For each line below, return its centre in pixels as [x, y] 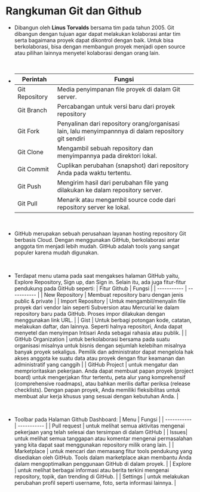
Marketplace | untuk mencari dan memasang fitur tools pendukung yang [103, 451]
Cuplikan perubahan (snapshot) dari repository [123, 165]
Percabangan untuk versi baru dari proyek [116, 106]
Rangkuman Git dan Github [74, 11]
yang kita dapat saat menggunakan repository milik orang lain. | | [94, 445]
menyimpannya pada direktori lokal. [107, 155]
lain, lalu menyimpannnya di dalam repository [120, 131]
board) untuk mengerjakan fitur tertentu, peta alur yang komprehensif [100, 377]
